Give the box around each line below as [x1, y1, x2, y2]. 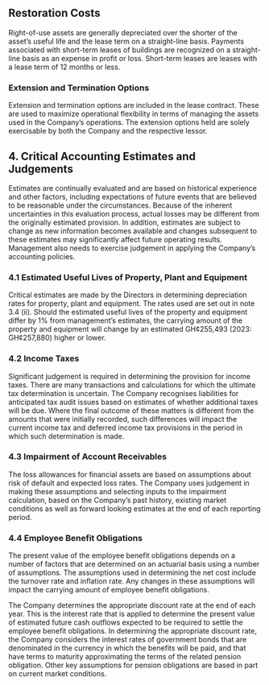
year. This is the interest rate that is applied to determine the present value [8, 609, 255, 619]
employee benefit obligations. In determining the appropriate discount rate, [8, 626, 258, 636]
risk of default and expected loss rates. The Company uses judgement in [8, 478, 250, 488]
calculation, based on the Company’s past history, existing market [8, 495, 227, 505]
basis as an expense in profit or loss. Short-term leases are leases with [22, 53, 258, 63]
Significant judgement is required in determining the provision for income [8, 371, 251, 381]
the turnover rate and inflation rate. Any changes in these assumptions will [8, 576, 255, 586]
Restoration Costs [8, 6, 101, 20]
